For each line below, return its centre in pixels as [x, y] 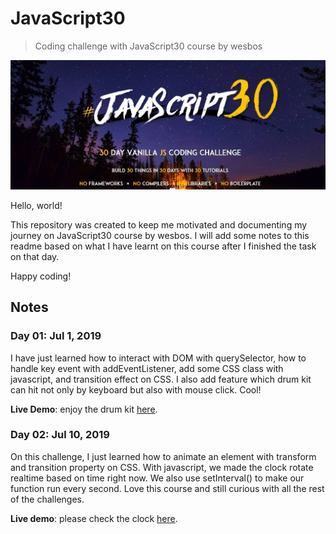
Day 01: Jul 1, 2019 [56, 336]
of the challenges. [47, 499]
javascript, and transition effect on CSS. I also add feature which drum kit [161, 379]
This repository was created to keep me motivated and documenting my [159, 224]
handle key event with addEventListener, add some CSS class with [147, 368]
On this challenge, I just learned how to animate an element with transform [163, 456]
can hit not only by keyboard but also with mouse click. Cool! [136, 389]
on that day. [35, 256]
